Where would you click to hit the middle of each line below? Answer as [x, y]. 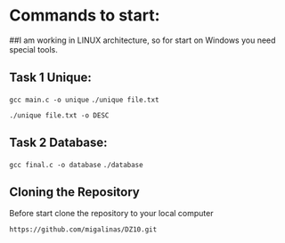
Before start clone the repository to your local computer [111, 214]
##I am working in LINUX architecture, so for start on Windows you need [142, 40]
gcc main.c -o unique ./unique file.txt [84, 100]
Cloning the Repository [74, 192]
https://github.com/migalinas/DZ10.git [83, 230]
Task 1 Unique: [50, 78]
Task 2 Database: [59, 143]
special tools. [33, 49]
